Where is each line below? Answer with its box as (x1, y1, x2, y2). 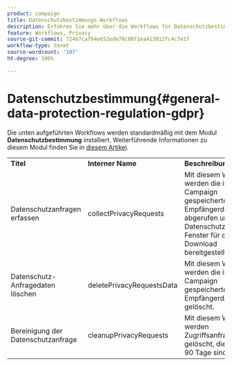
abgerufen (184, 213, 219, 222)
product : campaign (7, 10, 60, 17)
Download (184, 239, 217, 249)
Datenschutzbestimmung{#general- (7, 90, 221, 106)
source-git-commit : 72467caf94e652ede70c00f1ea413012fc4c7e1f (7, 36, 190, 43)
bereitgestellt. (184, 247, 229, 257)
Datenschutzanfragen (10, 204, 81, 214)
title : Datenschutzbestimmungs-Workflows (7, 17, 128, 23)
